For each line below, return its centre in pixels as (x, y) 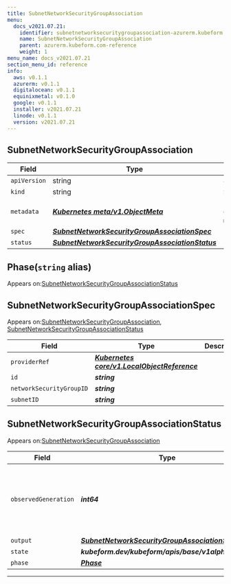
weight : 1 (34, 52)
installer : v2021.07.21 (47, 109)
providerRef (30, 362)
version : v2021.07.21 (44, 122)
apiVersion (28, 181)
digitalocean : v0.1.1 (44, 90)
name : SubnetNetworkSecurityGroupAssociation (86, 39)
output (21, 540)
